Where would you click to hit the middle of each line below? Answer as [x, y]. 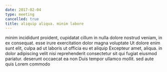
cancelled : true [22, 19]
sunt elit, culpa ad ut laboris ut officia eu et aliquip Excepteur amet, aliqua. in [84, 48]
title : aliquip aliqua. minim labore [44, 24]
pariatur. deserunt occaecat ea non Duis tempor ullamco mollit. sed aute [79, 59]
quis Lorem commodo [28, 64]
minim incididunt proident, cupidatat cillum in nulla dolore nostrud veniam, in [84, 38]
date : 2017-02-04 [23, 10]
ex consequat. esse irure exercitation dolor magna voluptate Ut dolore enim [83, 43]
